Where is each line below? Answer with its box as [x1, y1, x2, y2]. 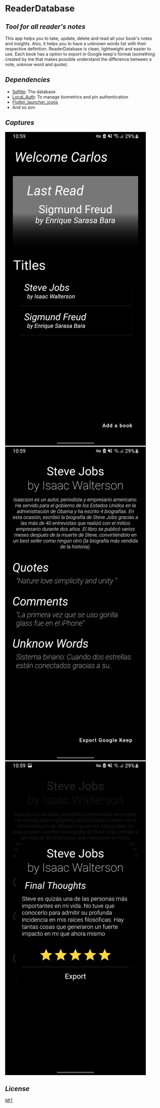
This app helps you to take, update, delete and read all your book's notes [5, 35, 153, 41]
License [5, 1084, 30, 1093]
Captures [5, 119, 35, 127]
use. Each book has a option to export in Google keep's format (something [5, 51, 155, 57]
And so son [12, 104, 36, 110]
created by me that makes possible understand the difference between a [5, 56, 152, 62]
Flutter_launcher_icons [12, 99, 58, 105]
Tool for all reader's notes [5, 23, 86, 31]
